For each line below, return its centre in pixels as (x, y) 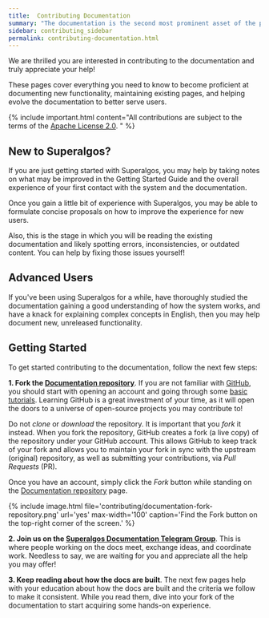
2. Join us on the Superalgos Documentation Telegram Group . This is (125, 539)
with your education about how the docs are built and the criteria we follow (132, 588)
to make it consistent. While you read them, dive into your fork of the (121, 596)
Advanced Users (51, 278)
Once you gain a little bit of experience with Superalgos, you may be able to (133, 203)
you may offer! (32, 564)
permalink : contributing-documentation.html (84, 38)
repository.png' (34, 515)
